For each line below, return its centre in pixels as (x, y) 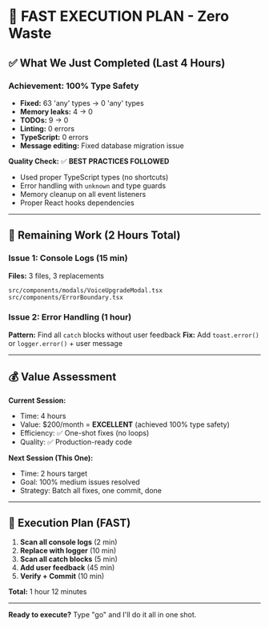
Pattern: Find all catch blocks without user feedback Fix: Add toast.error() (134, 335)
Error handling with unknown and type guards (93, 185)
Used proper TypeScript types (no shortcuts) (94, 177)
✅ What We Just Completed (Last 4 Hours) (117, 63)
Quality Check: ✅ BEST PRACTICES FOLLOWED (89, 161)
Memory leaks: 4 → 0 (56, 111)
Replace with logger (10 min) (68, 551)
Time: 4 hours (43, 416)
